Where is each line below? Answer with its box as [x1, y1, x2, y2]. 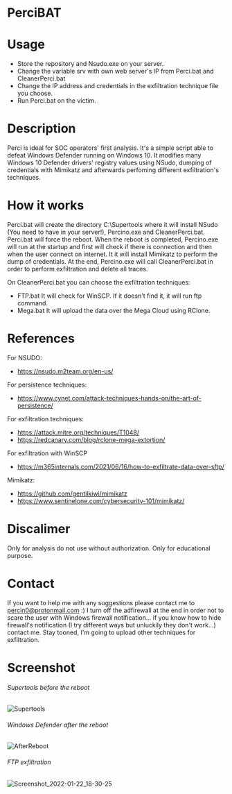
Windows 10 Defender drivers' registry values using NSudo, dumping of [7, 158, 213, 167]
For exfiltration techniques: [7, 414, 84, 423]
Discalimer [7, 521, 71, 537]
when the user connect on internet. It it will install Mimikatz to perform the [7, 250, 218, 258]
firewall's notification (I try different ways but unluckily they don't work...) [7, 620, 216, 629]
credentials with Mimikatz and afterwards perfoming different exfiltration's [7, 166, 220, 174]
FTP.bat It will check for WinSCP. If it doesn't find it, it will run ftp [17, 292, 202, 300]
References [7, 331, 75, 346]
